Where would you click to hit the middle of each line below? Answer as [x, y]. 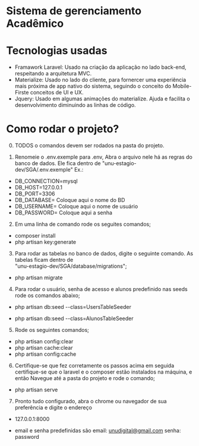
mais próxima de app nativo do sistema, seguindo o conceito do [93, 86]
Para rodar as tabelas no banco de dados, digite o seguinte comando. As [104, 254]
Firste [22, 93]
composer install [35, 236]
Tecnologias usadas [57, 51]
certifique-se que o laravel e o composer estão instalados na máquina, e [103, 372]
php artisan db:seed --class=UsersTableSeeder [73, 307]
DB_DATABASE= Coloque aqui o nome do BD [70, 200]
